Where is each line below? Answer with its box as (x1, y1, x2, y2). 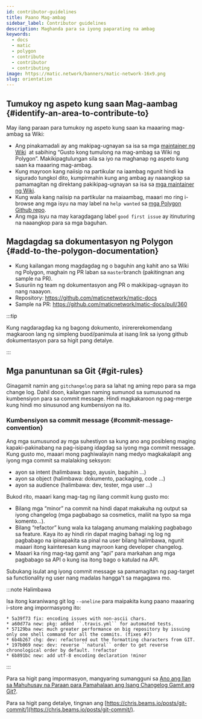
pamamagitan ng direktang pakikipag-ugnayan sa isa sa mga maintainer (14, 181, 195, 188)
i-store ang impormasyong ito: (6, 604, 81, 611)
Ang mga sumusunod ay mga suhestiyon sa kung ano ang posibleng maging (6, 437, 196, 444)
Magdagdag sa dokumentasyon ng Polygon (6, 237, 174, 247)
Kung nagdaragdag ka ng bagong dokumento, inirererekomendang (6, 324, 172, 331)
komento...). (14, 517, 45, 525)
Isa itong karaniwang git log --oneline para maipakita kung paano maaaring (6, 597, 195, 604)
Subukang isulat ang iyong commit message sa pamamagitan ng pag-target (6, 567, 195, 575)
